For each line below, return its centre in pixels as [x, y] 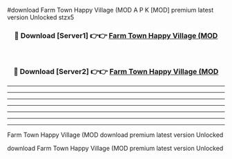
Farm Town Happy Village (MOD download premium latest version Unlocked [115, 135]
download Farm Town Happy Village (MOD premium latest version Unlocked [115, 148]
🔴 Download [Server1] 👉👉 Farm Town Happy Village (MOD [116, 35]
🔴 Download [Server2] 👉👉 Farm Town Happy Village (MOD [116, 72]
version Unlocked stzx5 [41, 17]
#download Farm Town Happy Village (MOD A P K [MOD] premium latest [110, 10]
